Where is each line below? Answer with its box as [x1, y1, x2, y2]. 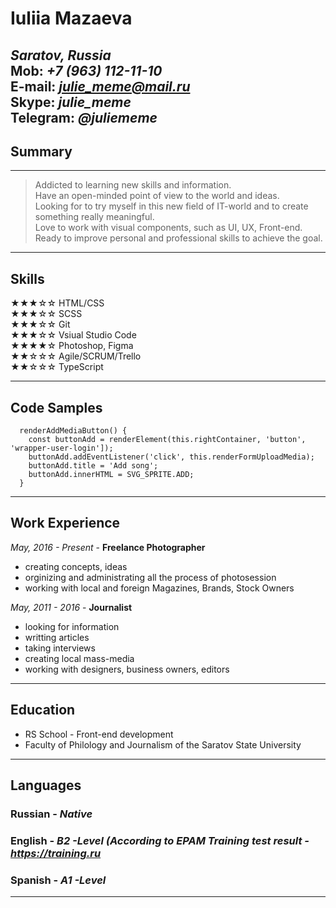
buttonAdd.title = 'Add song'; [28, 461, 159, 471]
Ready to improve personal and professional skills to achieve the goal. [34, 232, 323, 244]
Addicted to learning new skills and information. [34, 179, 232, 191]
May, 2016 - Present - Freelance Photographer [10, 541, 206, 553]
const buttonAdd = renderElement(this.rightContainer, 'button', [28, 435, 307, 445]
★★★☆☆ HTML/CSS [10, 297, 105, 309]
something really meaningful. [34, 211, 155, 223]
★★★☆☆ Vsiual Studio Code [10, 329, 137, 341]
